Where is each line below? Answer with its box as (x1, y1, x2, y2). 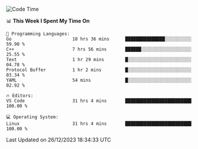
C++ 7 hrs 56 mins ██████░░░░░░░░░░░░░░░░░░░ (6, 47, 192, 52)
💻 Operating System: (6, 114, 59, 120)
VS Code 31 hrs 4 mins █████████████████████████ (6, 98, 192, 104)
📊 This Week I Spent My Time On (6, 18, 90, 24)
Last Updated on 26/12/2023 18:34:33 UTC (6, 136, 111, 143)
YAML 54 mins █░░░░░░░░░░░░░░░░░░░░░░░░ (6, 77, 192, 83)
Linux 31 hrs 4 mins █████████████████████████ (6, 121, 192, 127)
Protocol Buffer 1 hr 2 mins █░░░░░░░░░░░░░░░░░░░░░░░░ (6, 67, 192, 73)
